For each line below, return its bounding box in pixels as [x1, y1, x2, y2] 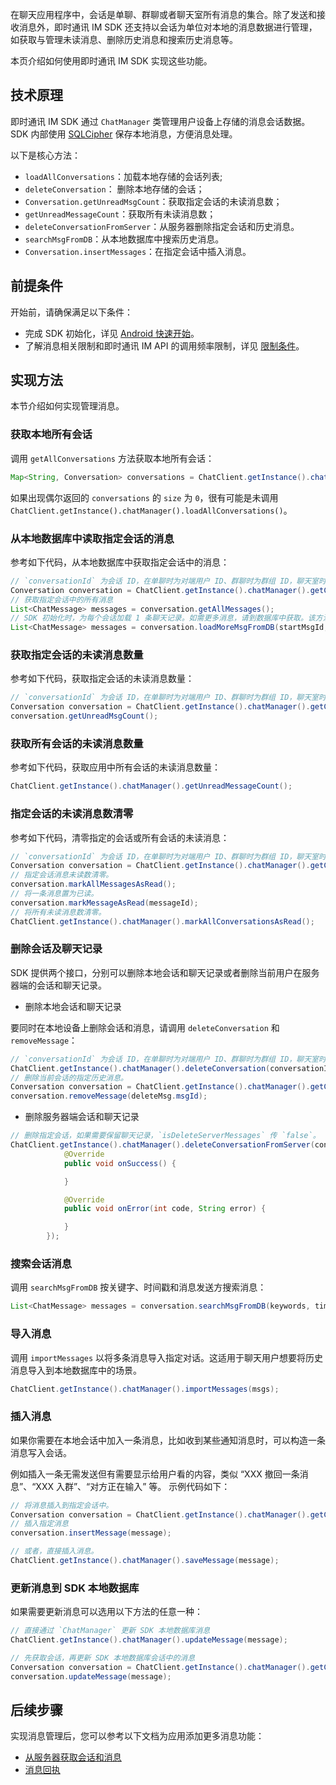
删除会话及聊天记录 [10, 942, 103, 956]
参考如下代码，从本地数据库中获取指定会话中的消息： [10, 556, 230, 568]
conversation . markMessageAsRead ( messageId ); [10, 898, 199, 908]
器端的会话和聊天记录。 [10, 979, 107, 991]
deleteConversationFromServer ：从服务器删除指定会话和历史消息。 [24, 220, 300, 232]
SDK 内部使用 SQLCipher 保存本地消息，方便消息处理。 [10, 128, 238, 140]
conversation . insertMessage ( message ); [10, 1528, 172, 1538]
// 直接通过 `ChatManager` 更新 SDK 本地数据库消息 [10, 1626, 211, 1636]
